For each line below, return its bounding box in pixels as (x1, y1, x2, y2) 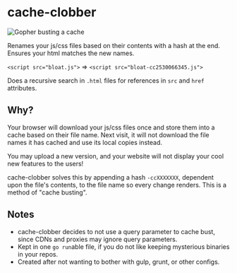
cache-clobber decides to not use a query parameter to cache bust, (17, 227, 215, 236)
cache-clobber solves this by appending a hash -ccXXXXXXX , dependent (7, 173, 214, 181)
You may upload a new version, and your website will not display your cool (7, 151, 224, 160)
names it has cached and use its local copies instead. (7, 138, 162, 146)
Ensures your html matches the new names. (7, 49, 135, 57)
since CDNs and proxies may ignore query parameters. (17, 235, 178, 243)
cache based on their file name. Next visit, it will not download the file (7, 130, 209, 139)
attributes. (7, 83, 37, 92)
